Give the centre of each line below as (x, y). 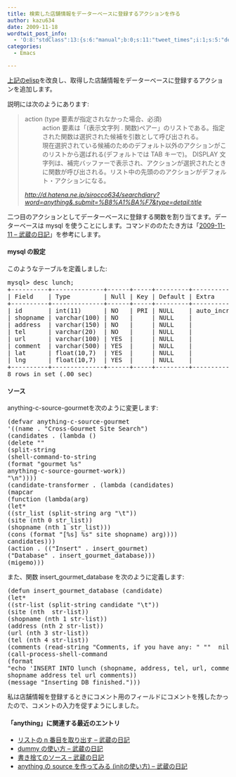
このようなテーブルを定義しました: (57, 269)
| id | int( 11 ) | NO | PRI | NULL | (100, 311)
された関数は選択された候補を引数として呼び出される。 (122, 136)
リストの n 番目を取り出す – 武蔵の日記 (73, 740)
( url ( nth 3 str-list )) (48, 633)
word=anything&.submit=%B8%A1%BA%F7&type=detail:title (113, 202)
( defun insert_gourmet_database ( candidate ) (85, 591)
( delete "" (26, 443)
